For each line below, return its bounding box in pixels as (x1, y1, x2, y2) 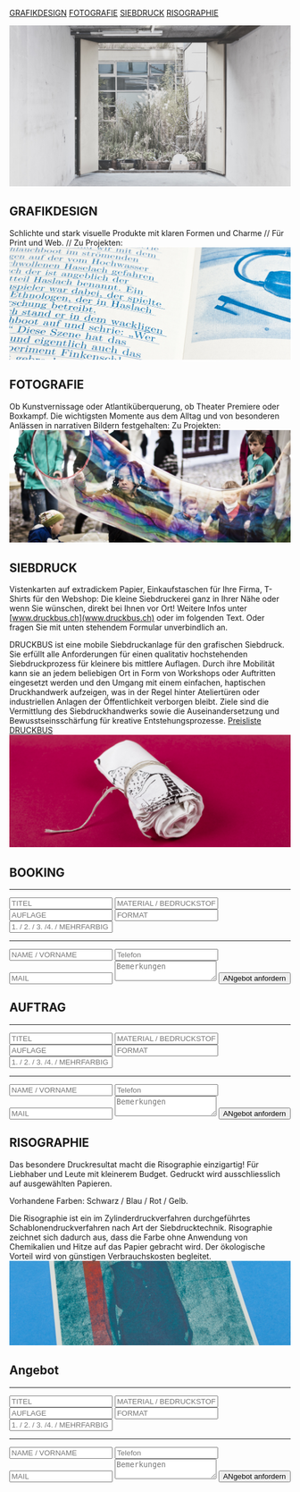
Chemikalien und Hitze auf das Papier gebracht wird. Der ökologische (9, 1241, 266, 1251)
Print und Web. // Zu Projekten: (9, 237, 123, 248)
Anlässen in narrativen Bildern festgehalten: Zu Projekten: (9, 420, 221, 430)
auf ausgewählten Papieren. (9, 1178, 112, 1189)
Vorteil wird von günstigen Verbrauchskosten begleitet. (9, 1250, 212, 1261)
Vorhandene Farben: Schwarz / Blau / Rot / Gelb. (9, 1195, 189, 1206)
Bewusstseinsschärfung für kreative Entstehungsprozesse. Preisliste (9, 715, 262, 725)
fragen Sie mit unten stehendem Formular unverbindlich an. (9, 622, 229, 632)
